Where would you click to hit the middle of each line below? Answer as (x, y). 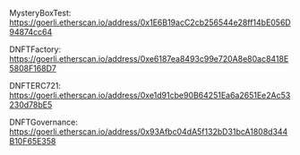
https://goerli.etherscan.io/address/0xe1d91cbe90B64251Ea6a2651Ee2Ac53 (150, 95)
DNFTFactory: (35, 49)
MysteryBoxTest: (40, 13)
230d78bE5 (31, 105)
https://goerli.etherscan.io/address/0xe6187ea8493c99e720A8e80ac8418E (149, 59)
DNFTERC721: (35, 86)
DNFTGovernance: (43, 122)
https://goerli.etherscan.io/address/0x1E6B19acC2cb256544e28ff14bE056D (150, 22)
